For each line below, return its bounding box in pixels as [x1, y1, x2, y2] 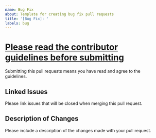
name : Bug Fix [5, 7, 34, 12]
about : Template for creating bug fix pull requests [5, 12, 114, 17]
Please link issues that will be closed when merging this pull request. [5, 100, 142, 106]
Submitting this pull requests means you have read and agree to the [5, 68, 141, 74]
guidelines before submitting [5, 52, 124, 63]
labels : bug [5, 20, 29, 26]
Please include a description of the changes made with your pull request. [5, 127, 152, 133]
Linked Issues [5, 87, 48, 96]
